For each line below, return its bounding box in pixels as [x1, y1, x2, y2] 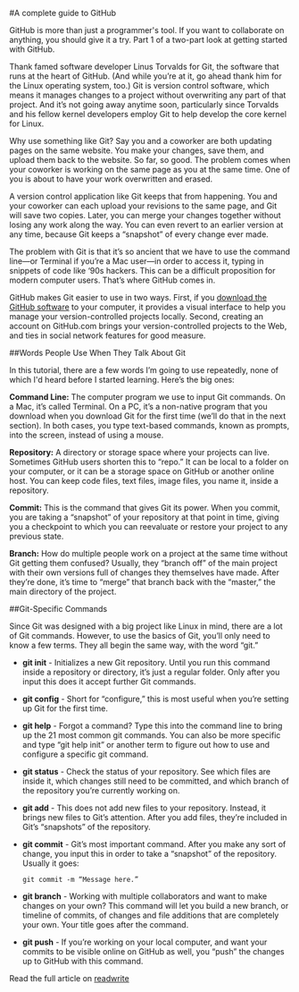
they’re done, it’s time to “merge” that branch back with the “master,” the [9, 577, 276, 587]
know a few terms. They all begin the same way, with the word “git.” [9, 640, 259, 650]
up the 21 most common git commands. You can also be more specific [21, 730, 281, 741]
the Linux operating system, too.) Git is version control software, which [9, 81, 270, 90]
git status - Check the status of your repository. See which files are [21, 767, 270, 776]
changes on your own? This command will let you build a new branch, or [21, 901, 289, 911]
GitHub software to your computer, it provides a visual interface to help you [9, 301, 287, 312]
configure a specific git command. [21, 749, 149, 759]
